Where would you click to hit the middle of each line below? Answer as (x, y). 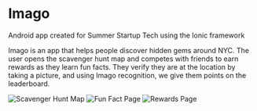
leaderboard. (29, 84)
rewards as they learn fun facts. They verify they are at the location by (122, 66)
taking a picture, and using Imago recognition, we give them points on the (127, 75)
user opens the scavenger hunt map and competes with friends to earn (123, 59)
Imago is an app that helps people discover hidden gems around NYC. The (129, 50)
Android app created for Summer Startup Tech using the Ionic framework (127, 35)
